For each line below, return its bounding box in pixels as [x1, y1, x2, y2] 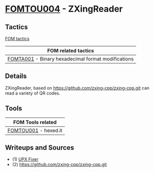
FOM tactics [5, 36, 30, 41]
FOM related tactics [47, 47, 94, 54]
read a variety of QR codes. [5, 90, 60, 96]
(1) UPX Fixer [12, 156, 38, 162]
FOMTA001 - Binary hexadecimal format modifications [7, 56, 134, 62]
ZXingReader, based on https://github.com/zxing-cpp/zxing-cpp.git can [5, 85, 150, 91]
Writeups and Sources [5, 144, 75, 152]
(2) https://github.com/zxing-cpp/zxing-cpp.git [12, 162, 107, 168]
